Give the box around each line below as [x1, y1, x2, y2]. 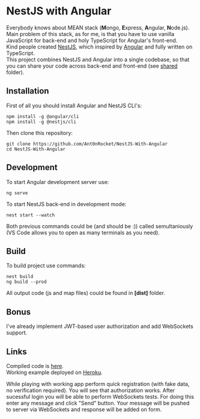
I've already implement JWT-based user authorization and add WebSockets [6, 322, 193, 330]
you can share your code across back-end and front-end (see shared [6, 62, 178, 70]
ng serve [6, 190, 28, 196]
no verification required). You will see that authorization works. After [6, 387, 175, 394]
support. [6, 329, 28, 336]
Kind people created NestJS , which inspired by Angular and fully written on [6, 43, 193, 50]
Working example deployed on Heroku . [6, 369, 103, 376]
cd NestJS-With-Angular [6, 146, 66, 152]
